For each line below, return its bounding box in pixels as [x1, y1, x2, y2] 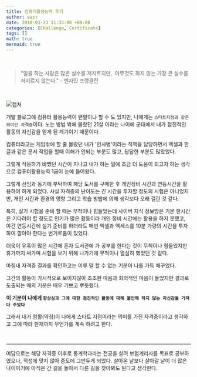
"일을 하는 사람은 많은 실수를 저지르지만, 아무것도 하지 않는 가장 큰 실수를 [20, 69, 189, 76]
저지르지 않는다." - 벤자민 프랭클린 [20, 77, 98, 84]
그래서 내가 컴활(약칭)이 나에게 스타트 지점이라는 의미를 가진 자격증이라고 [6, 313, 173, 320]
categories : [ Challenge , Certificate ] [6, 25, 101, 31]
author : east [6, 14, 38, 20]
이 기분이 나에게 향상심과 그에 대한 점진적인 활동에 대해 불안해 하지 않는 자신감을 [6, 294, 179, 301]
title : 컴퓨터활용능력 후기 [6, 8, 63, 15]
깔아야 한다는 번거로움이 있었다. [16, 229, 89, 236]
